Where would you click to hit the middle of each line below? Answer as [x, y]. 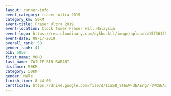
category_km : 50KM [25, 19]
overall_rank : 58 [24, 43]
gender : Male [19, 76]
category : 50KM [21, 72]
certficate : [18, 85]
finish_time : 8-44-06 [28, 81]
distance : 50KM [21, 67]
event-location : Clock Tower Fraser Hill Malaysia [60, 29]
